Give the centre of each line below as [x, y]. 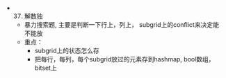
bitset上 [46, 68]
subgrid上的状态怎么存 [67, 50]
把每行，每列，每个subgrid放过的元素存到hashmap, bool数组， [124, 59]
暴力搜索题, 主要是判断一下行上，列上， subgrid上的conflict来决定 [119, 25]
